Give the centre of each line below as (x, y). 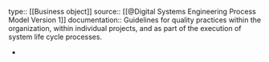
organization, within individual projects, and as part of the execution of (125, 28)
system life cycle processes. (55, 37)
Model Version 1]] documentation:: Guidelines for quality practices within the (135, 20)
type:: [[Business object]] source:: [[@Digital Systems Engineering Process (132, 12)
